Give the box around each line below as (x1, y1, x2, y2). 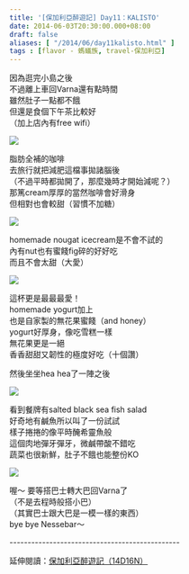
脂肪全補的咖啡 (9, 154, 65, 165)
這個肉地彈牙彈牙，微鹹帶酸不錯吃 (9, 438, 136, 449)
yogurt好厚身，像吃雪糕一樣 (9, 327, 112, 337)
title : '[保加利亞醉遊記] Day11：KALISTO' (9, 13, 160, 22)
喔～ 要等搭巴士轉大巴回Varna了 (9, 485, 129, 496)
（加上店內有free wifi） (9, 118, 95, 129)
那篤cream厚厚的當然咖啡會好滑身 (9, 187, 136, 198)
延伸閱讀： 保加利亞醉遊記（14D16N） (9, 555, 148, 567)
